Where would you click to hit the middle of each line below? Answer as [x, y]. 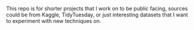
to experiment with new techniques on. [54, 21]
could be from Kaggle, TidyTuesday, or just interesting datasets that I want [97, 15]
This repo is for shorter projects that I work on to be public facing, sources [97, 9]
